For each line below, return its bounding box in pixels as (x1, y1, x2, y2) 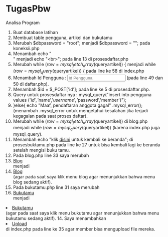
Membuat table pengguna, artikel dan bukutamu (13, 35, 112, 41)
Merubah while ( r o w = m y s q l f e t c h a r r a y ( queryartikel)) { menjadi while (13, 61, 156, 68)
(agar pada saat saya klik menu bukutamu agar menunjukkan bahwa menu (6, 210, 159, 216)
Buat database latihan (13, 29, 58, 35)
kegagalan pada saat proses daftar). (13, 113, 88, 119)
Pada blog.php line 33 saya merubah (13, 152, 89, 158)
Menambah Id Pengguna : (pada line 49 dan (13, 75, 163, 81)
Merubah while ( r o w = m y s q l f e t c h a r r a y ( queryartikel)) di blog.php (13, 118, 148, 125)
